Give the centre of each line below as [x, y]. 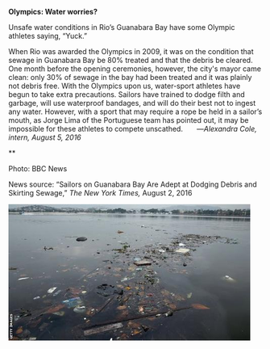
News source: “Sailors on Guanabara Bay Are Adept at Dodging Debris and [133, 184]
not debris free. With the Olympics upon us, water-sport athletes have [125, 86]
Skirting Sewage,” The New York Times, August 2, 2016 [100, 193]
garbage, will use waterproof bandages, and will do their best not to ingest [132, 103]
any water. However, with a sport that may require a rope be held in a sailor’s [135, 111]
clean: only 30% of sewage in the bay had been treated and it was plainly [130, 77]
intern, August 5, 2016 [45, 137]
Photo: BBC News [38, 168]
